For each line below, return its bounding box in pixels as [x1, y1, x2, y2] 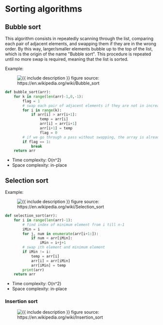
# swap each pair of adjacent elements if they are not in [22, 103, 145, 108]
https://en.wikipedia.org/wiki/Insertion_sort [17, 314, 103, 320]
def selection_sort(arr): [5, 213, 57, 218]
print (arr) [22, 267, 45, 273]
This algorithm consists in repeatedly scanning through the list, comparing [5, 35, 154, 41]
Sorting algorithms [5, 3, 82, 15]
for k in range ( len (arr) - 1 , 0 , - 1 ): [14, 94, 83, 99]
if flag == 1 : [22, 139, 51, 144]
